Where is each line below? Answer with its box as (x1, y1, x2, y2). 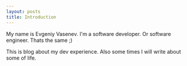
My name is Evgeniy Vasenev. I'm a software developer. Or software (6, 30, 172, 37)
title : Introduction (6, 14, 57, 20)
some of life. (6, 54, 36, 61)
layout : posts (6, 8, 41, 15)
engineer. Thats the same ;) (6, 37, 73, 44)
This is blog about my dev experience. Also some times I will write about (6, 48, 181, 55)
